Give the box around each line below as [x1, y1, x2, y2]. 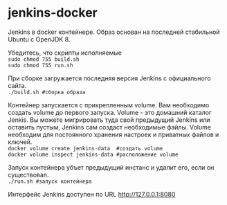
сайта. [8, 81, 27, 89]
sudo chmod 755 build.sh [8, 55, 80, 63]
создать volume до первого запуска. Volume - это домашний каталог [8, 108, 212, 116]
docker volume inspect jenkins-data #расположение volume [8, 151, 179, 158]
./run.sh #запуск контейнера [8, 178, 92, 185]
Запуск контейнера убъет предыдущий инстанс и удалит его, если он [8, 163, 215, 171]
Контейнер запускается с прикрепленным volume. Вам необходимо [8, 100, 210, 109]
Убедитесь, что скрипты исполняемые [8, 48, 122, 57]
